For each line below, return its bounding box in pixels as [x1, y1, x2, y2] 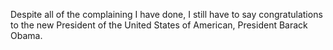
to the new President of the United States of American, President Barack [10, 19, 308, 31]
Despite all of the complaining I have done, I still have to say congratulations [10, 9, 323, 20]
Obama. [10, 30, 43, 41]
